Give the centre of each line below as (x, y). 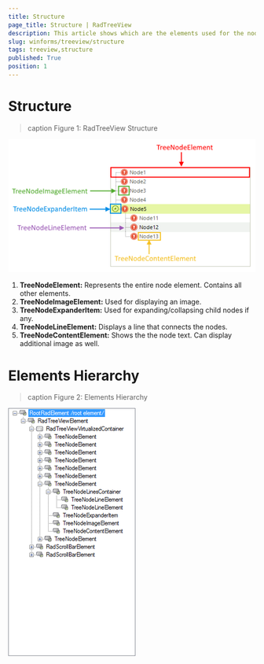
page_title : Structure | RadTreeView (70, 25)
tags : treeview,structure (50, 50)
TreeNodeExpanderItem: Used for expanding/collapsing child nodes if (134, 310)
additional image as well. (59, 344)
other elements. (45, 293)
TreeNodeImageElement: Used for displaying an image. (110, 302)
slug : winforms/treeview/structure (66, 42)
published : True (35, 58)
